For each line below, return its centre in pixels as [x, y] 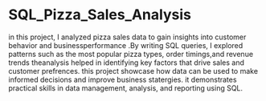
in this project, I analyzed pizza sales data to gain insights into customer [127, 37]
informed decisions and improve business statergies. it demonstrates [123, 79]
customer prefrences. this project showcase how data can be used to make [133, 71]
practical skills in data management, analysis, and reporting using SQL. [126, 88]
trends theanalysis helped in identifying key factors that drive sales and [127, 63]
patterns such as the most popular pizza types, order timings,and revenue [131, 54]
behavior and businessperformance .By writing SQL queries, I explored [126, 45]
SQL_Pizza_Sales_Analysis [100, 15]
